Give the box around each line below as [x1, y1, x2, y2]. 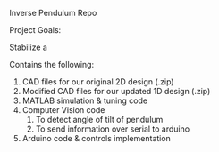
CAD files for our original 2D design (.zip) [21, 76, 174, 87]
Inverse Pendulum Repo [9, 8, 97, 18]
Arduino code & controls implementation [21, 133, 172, 143]
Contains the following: [9, 60, 95, 69]
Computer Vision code [21, 105, 105, 115]
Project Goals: [9, 25, 62, 35]
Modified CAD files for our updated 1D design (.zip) [21, 86, 211, 96]
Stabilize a [9, 42, 47, 52]
